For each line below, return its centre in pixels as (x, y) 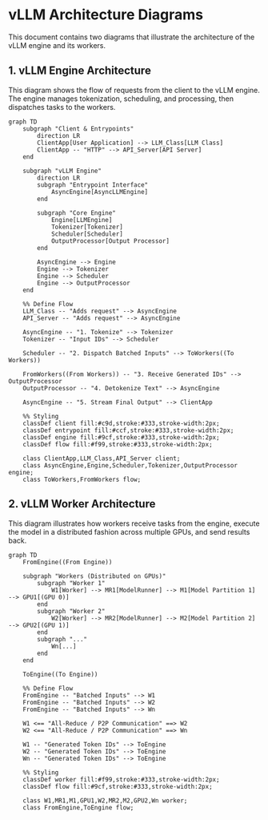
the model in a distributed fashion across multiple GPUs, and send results (129, 531)
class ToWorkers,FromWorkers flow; (82, 479)
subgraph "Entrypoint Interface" (93, 185)
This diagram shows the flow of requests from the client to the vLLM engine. (134, 90)
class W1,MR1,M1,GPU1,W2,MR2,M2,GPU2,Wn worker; (105, 800)
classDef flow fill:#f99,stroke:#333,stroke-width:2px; (118, 444)
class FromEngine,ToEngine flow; (78, 807)
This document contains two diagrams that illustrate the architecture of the (132, 37)
